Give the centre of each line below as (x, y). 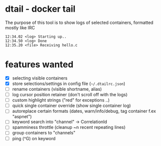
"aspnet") (22, 117)
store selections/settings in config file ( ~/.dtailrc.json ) (69, 83)
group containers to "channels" (44, 133)
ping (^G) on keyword (34, 138)
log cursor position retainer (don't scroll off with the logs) (70, 95)
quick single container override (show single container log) (71, 105)
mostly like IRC (20, 27)
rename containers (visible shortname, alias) (57, 89)
